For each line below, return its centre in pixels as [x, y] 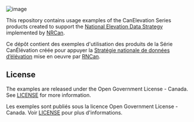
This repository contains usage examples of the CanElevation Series [89, 20]
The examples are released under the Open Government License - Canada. [97, 89]
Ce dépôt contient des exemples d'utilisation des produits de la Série [89, 44]
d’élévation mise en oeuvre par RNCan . [53, 56]
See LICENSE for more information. [48, 95]
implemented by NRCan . [36, 33]
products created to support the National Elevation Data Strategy [85, 27]
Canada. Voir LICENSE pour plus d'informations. [64, 112]
